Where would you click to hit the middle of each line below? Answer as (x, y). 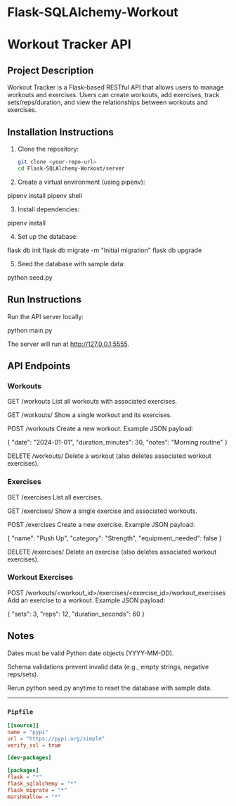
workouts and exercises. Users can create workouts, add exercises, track (113, 95)
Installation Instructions (61, 132)
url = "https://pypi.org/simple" (56, 738)
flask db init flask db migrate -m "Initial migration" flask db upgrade (105, 250)
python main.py (30, 330)
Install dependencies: (48, 209)
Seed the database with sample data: (71, 263)
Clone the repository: (48, 149)
